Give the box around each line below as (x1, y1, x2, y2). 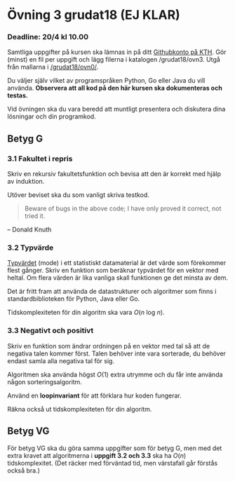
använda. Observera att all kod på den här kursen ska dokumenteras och (7, 84, 222, 93)
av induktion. (7, 177, 45, 186)
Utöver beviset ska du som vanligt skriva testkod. (7, 191, 149, 199)
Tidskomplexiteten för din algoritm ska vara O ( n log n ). (7, 309, 165, 317)
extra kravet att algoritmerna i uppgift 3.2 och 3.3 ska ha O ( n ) (7, 451, 187, 459)
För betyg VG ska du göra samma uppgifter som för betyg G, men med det (7, 444, 222, 452)
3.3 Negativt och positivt (7, 326, 94, 336)
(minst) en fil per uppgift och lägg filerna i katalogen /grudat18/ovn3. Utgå (7, 55, 221, 64)
